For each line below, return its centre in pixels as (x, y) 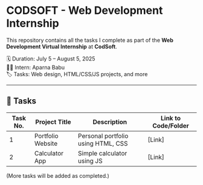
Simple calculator (102, 153)
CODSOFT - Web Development (85, 11)
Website (46, 143)
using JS (90, 161)
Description (110, 122)
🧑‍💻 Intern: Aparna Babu (36, 67)
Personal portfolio (103, 135)
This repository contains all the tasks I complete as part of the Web (90, 40)
